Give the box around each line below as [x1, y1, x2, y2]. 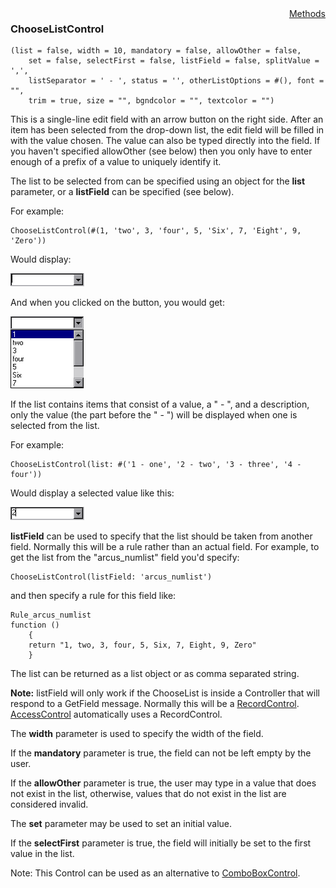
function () [10, 620, 60, 631]
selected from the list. [10, 420, 100, 432]
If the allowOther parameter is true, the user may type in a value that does [10, 777, 317, 789]
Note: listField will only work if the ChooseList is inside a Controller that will [10, 687, 320, 699]
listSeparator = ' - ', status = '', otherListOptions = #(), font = [28, 76, 325, 86]
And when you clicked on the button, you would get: [10, 297, 225, 309]
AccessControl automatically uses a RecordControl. [10, 708, 223, 721]
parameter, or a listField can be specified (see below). [10, 186, 235, 198]
